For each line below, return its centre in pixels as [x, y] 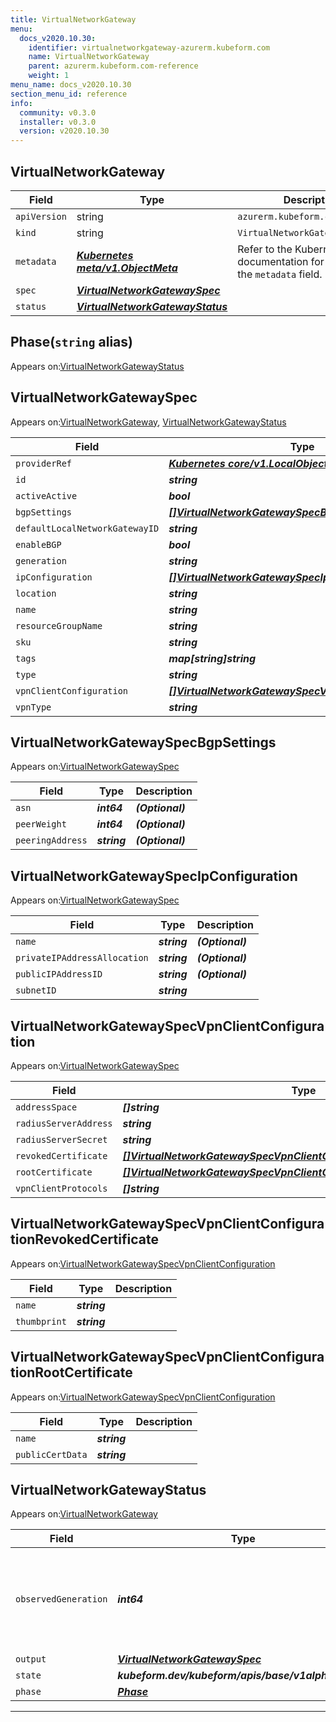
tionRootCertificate [71, 1372]
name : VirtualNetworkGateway [89, 57]
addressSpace [46, 1107]
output [31, 1659]
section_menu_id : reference [69, 94]
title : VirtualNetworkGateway [73, 19]
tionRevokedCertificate [84, 1239]
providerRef [44, 463]
